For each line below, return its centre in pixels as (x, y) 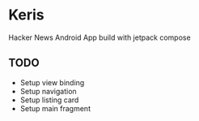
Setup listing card (49, 100)
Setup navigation (48, 91)
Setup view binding (52, 82)
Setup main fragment (55, 108)
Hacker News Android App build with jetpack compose (100, 37)
